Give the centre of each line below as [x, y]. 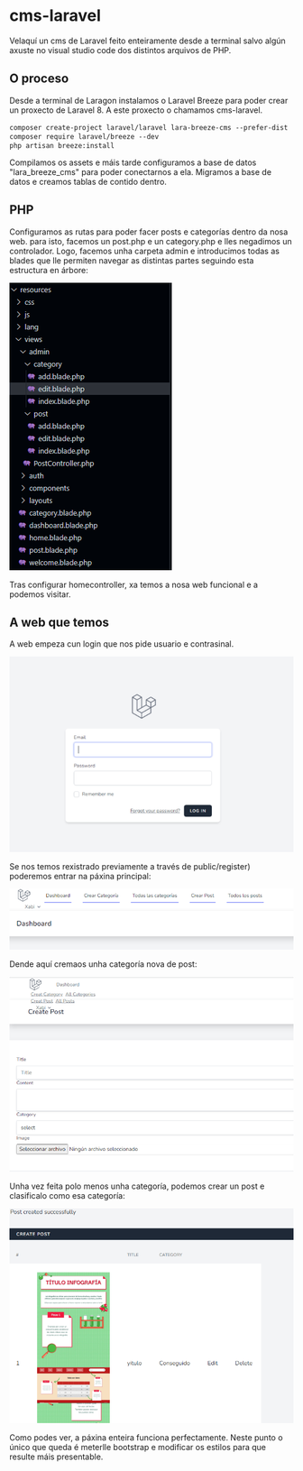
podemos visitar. [40, 594]
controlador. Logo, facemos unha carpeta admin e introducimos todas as [144, 251]
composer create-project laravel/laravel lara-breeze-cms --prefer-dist [149, 127]
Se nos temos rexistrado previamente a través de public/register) [130, 867]
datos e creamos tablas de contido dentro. [88, 181]
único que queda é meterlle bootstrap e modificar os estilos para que [138, 1448]
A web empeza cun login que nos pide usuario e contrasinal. [122, 644]
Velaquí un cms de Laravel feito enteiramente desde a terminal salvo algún [147, 41]
